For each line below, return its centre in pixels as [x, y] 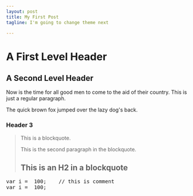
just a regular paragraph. [36, 99]
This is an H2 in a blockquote [74, 168]
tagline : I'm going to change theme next [57, 22]
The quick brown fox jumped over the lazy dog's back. [72, 110]
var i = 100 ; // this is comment [60, 182]
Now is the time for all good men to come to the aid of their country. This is [97, 92]
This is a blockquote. [45, 138]
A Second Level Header [50, 78]
